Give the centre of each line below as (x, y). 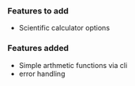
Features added (38, 48)
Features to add (38, 11)
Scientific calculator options (64, 28)
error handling (42, 73)
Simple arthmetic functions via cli (73, 65)
